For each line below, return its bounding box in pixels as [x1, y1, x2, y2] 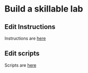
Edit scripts [4, 49, 40, 58]
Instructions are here [4, 35, 46, 41]
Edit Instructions [4, 23, 56, 31]
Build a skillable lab [4, 3, 83, 15]
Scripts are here [4, 62, 37, 68]
